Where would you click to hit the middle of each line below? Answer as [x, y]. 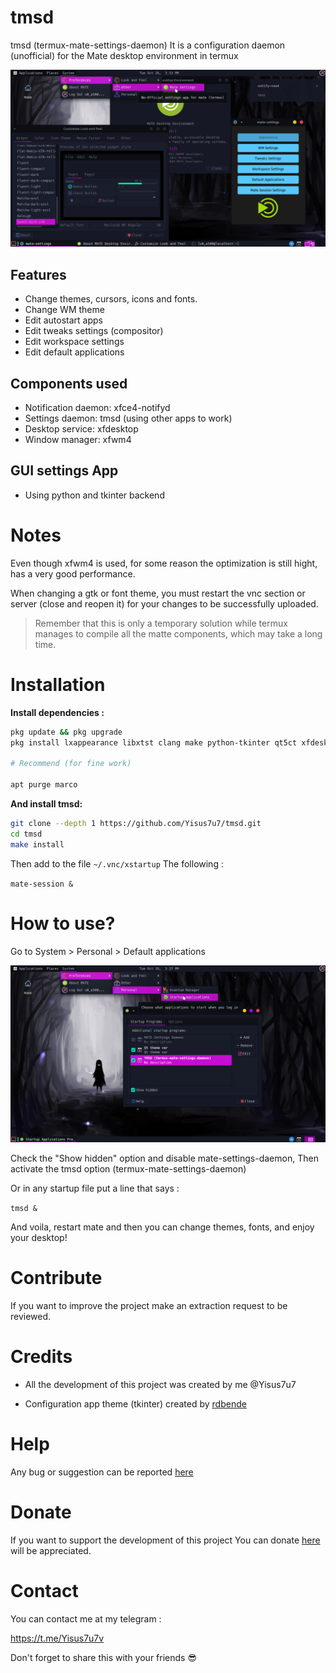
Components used [69, 383]
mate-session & [42, 884]
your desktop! [39, 1238]
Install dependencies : [57, 712]
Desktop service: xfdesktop [81, 429]
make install [37, 844]
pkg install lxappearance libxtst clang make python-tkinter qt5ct [154, 742]
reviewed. [31, 1316]
